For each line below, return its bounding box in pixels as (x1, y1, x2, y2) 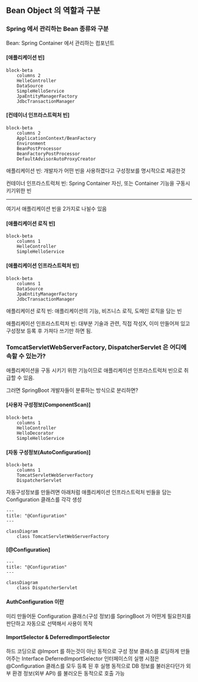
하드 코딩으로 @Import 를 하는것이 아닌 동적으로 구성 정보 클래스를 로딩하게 (6, 647, 180, 654)
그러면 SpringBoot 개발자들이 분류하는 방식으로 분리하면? (6, 386, 138, 394)
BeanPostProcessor (16, 146, 62, 152)
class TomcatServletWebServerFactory (16, 534, 110, 540)
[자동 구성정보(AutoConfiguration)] (6, 448, 91, 456)
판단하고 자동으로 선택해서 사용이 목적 (6, 619, 93, 627)
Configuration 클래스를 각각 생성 (6, 496, 82, 503)
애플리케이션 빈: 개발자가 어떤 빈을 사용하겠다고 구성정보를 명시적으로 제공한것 (6, 167, 186, 174)
